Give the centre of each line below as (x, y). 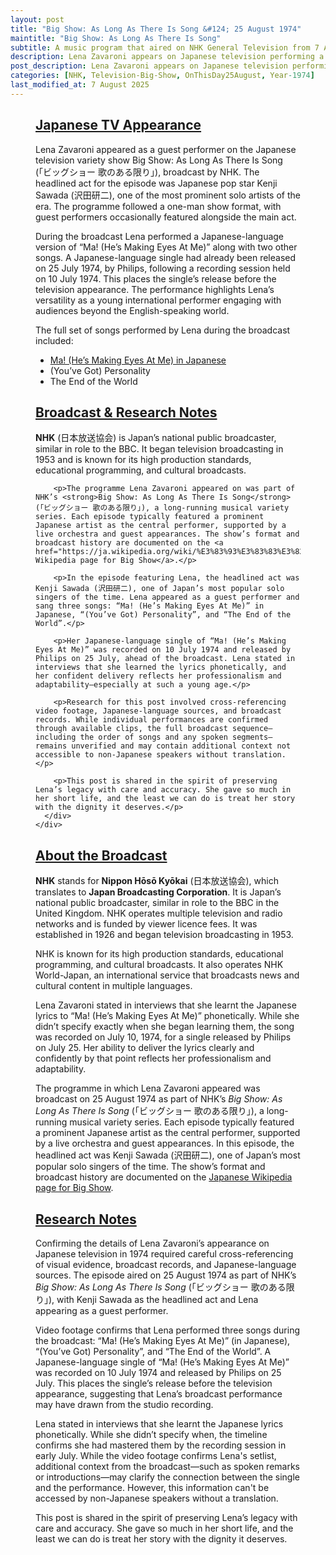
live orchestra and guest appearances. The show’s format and (167, 534)
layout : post (37, 19)
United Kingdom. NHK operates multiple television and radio (159, 913)
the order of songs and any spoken (153, 737)
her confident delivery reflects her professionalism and (158, 676)
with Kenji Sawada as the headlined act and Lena (157, 1299)
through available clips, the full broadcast (131, 729)
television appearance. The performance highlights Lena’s (155, 289)
